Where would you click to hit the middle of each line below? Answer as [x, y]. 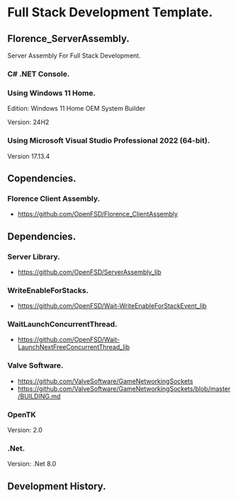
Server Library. [34, 256]
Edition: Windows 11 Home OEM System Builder [76, 109]
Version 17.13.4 [29, 156]
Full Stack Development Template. [110, 12]
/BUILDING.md [39, 396]
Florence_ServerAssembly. [68, 39]
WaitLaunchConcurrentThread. [63, 324]
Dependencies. [42, 236]
